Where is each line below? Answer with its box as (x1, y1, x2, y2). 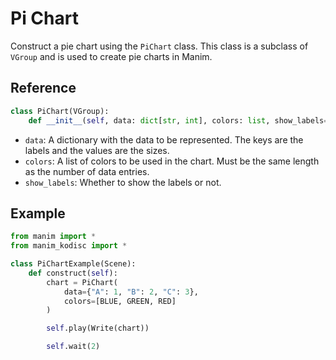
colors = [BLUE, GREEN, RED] (63, 296, 177, 306)
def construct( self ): (28, 268, 118, 278)
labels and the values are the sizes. (24, 144, 170, 156)
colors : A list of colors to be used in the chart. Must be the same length (24, 155, 320, 167)
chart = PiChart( (46, 277, 118, 287)
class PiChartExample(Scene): (10, 259, 137, 269)
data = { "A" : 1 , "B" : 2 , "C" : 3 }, (63, 287, 199, 297)
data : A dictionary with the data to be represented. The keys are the (24, 133, 304, 146)
